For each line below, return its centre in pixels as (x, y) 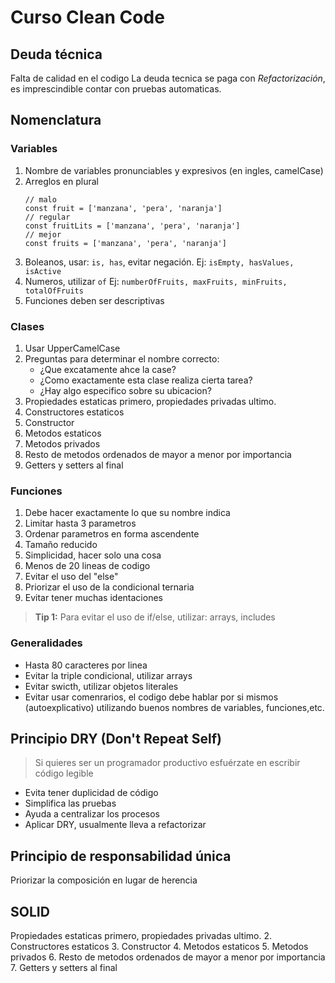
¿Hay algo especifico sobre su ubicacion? (125, 390)
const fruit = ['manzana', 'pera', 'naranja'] (123, 208)
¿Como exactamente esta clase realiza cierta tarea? (146, 380)
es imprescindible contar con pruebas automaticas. (116, 89)
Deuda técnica (56, 54)
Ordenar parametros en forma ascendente (112, 534)
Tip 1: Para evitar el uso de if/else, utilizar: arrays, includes (155, 617)
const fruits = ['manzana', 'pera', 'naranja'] (125, 243)
